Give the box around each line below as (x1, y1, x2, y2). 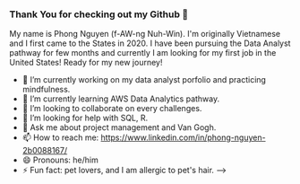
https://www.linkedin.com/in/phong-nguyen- (100, 132, 266, 143)
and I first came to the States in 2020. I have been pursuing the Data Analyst (9, 38, 291, 48)
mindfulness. (21, 84, 71, 95)
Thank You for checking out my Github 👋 (9, 8, 189, 21)
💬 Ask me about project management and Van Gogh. (21, 122, 217, 133)
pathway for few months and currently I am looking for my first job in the (9, 48, 277, 58)
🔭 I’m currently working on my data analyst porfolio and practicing (21, 74, 267, 85)
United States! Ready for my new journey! (9, 57, 163, 68)
